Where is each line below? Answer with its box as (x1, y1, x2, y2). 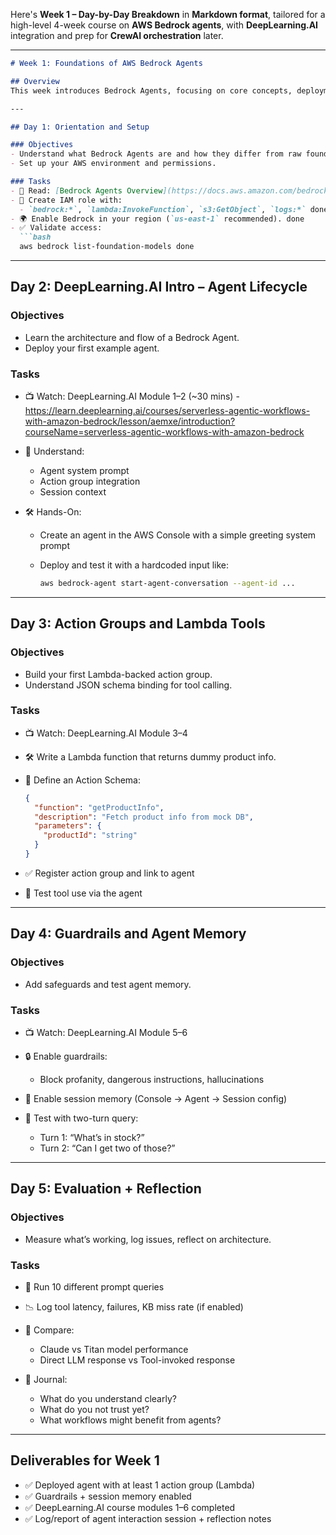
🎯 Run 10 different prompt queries (24, 1280, 165, 1293)
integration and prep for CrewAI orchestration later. (10, 30, 224, 41)
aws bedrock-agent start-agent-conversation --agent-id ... (39, 578, 296, 588)
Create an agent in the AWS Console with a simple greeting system (39, 529, 317, 541)
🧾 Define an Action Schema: (24, 774, 142, 786)
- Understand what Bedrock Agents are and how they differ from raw (10, 149, 302, 159)
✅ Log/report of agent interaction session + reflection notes (24, 1512, 272, 1524)
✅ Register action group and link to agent (24, 867, 195, 879)
